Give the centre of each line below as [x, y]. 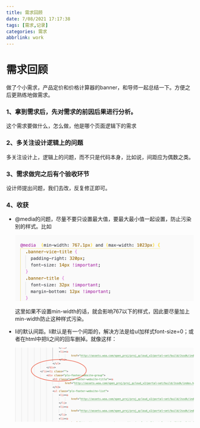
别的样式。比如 [33, 227]
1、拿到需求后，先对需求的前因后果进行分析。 [71, 111]
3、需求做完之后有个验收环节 [48, 174]
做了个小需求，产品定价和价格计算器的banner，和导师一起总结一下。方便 [96, 88]
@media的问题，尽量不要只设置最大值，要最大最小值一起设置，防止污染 [103, 219]
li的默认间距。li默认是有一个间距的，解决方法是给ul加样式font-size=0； [101, 331]
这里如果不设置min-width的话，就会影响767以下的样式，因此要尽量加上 [102, 311]
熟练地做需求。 [35, 95]
